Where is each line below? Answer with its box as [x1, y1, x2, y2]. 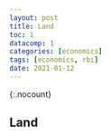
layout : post [9, 13, 59, 23]
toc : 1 [9, 30, 34, 39]
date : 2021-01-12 [9, 64, 75, 73]
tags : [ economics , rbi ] [9, 55, 99, 64]
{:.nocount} [9, 88, 52, 100]
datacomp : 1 [9, 38, 54, 48]
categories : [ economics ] [9, 47, 103, 56]
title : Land [9, 22, 54, 31]
